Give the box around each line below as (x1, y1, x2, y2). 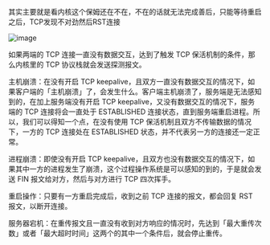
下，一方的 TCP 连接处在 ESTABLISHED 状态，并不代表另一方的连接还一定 (8, 127, 254, 137)
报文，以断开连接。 (8, 202, 72, 210)
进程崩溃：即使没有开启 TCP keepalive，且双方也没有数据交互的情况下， (8, 154, 248, 163)
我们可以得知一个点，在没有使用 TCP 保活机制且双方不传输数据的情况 (22, 117, 252, 126)
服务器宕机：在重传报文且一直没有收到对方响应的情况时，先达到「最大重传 (8, 218, 255, 227)
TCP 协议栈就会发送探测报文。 (45, 59, 146, 69)
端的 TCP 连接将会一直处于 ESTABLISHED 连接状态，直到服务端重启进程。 (8, 107, 254, 116)
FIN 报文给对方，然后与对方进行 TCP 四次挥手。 (17, 174, 176, 183)
